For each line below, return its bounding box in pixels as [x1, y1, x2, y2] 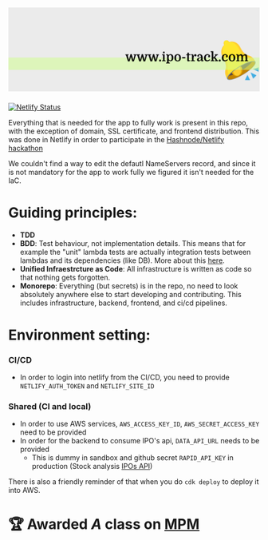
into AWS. [8, 486, 41, 495]
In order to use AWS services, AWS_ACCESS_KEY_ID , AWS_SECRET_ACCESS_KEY [19, 419, 260, 429]
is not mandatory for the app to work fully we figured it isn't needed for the [8, 167, 254, 177]
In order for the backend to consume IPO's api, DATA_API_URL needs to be [19, 436, 260, 446]
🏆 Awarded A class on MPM [8, 515, 200, 533]
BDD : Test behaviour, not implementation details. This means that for [19, 238, 246, 248]
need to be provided [19, 427, 87, 437]
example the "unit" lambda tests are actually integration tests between [19, 247, 251, 256]
